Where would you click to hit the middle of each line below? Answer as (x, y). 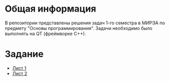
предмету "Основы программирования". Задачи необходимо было (79, 28)
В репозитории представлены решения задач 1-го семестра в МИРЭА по (85, 23)
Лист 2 (20, 73)
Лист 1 (19, 68)
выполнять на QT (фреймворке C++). (46, 33)
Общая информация (50, 9)
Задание (24, 54)
